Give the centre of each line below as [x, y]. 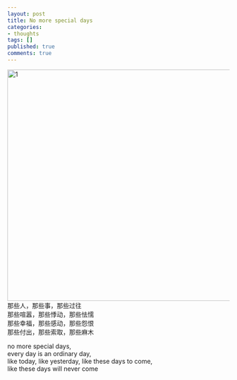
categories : [25, 27]
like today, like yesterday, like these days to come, [80, 361]
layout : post [26, 14]
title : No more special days [50, 20]
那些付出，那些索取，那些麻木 [50, 332]
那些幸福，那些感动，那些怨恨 [50, 323]
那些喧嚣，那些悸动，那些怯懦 [50, 314]
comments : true [30, 54]
